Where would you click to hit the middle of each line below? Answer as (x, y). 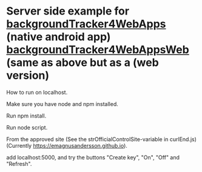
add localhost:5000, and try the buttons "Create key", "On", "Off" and (93, 157)
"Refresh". (19, 164)
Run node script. (27, 127)
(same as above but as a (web (82, 63)
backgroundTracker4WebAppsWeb (98, 50)
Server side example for (68, 11)
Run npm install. (26, 116)
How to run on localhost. (37, 92)
